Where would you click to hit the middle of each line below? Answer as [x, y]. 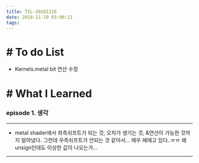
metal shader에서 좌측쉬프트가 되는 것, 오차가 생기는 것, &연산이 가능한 [97, 132]
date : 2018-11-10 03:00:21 [39, 17]
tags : [13, 23]
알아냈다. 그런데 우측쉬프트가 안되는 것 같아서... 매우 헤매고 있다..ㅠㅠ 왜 [104, 140]
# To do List [35, 52]
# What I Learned [49, 93]
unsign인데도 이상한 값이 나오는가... [56, 147]
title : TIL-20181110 [32, 12]
